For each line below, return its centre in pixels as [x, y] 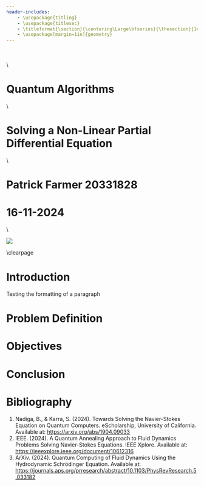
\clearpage [20, 253]
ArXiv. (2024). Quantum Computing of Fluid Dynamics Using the [95, 457]
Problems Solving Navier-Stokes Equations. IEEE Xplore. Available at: [101, 445]
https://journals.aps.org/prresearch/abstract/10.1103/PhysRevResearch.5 [106, 470]
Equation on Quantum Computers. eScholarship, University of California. [106, 425]
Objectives [34, 346]
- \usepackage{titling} [47, 18]
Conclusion [36, 374]
